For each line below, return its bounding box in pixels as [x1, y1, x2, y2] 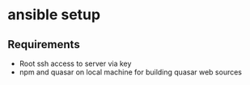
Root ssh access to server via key [19, 59, 132, 68]
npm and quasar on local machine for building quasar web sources [19, 67, 242, 77]
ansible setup [7, 6, 101, 24]
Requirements [7, 38, 80, 51]
